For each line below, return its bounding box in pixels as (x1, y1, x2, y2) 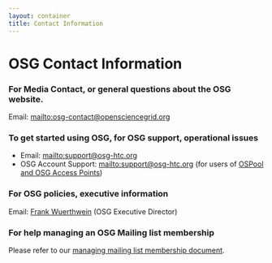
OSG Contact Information (8, 54, 183, 73)
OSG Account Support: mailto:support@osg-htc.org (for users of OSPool (19, 159, 264, 169)
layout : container (8, 11, 71, 20)
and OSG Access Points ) (19, 168, 103, 178)
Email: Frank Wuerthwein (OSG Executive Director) (8, 206, 178, 216)
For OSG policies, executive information (8, 188, 169, 200)
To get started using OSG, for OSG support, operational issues (8, 131, 258, 143)
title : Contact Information (8, 19, 104, 28)
